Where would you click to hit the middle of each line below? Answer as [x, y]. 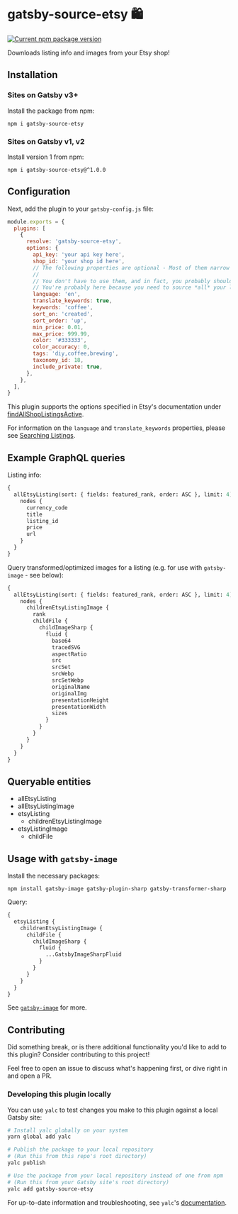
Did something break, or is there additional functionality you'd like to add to [117, 1047]
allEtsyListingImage [46, 806]
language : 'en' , [57, 294]
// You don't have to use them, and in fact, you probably [122, 281]
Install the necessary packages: [54, 876]
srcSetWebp [68, 680]
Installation [33, 75]
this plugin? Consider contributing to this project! [79, 1054]
